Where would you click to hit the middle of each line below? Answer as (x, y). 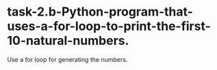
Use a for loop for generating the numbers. (67, 59)
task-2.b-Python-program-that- (100, 12)
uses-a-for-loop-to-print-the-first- (109, 26)
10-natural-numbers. (68, 41)
